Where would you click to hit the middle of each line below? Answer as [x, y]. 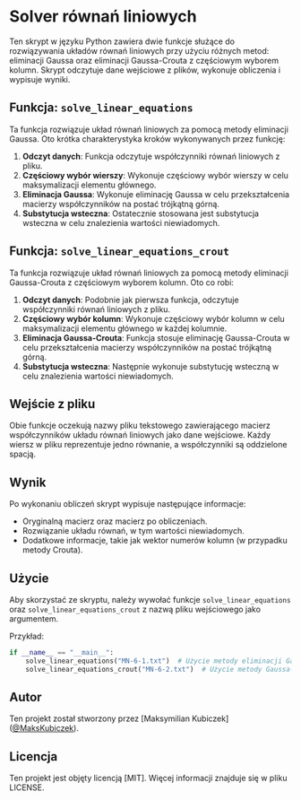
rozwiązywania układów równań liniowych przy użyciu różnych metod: [139, 50]
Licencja [34, 757]
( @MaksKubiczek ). [44, 728]
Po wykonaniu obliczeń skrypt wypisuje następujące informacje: [128, 504]
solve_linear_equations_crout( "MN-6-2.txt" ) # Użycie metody [144, 669]
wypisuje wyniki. [40, 79]
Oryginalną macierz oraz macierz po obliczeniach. [115, 521]
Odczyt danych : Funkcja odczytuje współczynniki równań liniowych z [151, 156]
